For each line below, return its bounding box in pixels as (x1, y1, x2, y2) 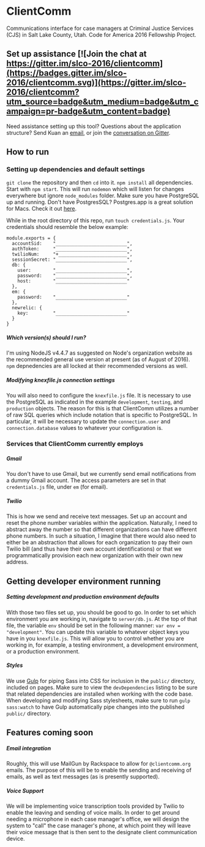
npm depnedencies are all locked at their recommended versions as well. (6, 363, 188, 370)
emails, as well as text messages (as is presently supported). (6, 773, 160, 780)
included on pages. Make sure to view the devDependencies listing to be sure (6, 683, 198, 691)
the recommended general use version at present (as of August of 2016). (6, 356, 190, 363)
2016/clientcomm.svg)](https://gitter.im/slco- (6, 78, 187, 88)
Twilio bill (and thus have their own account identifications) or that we (6, 545, 182, 552)
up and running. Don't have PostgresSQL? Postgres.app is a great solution (6, 198, 193, 206)
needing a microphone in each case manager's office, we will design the (6, 815, 190, 823)
